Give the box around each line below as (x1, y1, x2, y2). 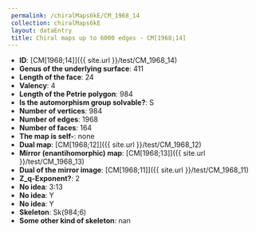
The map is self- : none (18, 132, 95, 141)
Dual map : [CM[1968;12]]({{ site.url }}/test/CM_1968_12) (18, 140, 202, 149)
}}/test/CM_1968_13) (18, 157, 85, 167)
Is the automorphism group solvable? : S (18, 98, 155, 107)
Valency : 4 (18, 81, 56, 91)
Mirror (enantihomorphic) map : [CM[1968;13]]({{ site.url (18, 149, 206, 158)
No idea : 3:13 (18, 182, 63, 191)
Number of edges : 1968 (18, 114, 99, 124)
